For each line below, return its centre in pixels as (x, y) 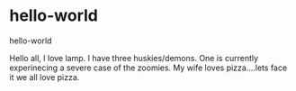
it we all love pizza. (45, 77)
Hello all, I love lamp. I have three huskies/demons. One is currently (134, 58)
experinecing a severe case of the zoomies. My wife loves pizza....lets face (148, 68)
